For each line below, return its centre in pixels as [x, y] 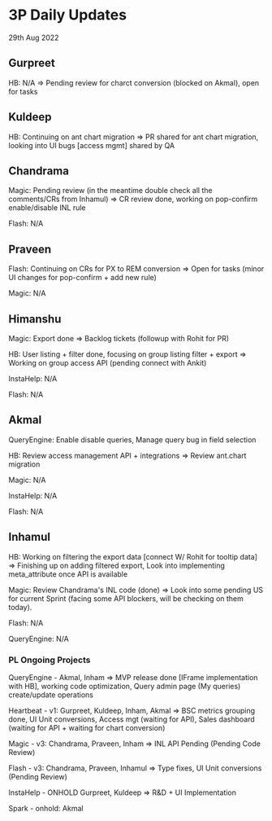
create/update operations [51, 695]
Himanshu [35, 319]
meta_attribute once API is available [68, 574]
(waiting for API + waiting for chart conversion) [87, 727]
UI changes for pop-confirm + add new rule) [82, 278]
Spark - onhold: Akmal [46, 808]
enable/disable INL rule [47, 208]
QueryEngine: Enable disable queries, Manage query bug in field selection [132, 439]
